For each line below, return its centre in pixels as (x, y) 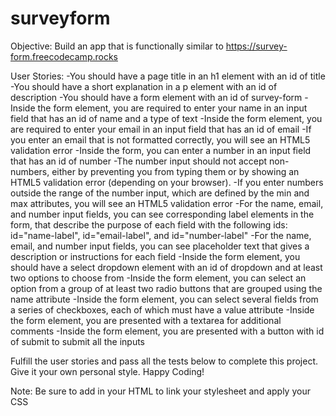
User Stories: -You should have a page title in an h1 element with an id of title (168, 76)
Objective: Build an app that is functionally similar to (117, 46)
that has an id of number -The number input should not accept (139, 161)
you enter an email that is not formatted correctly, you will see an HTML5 (160, 139)
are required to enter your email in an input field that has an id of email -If (161, 129)
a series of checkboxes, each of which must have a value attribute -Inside (162, 309)
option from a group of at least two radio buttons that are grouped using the (166, 288)
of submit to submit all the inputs (77, 341)
